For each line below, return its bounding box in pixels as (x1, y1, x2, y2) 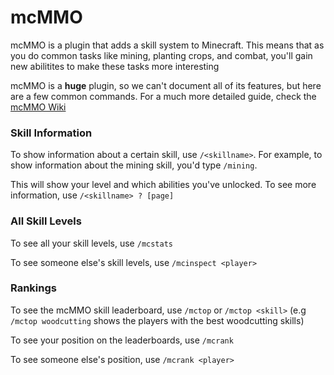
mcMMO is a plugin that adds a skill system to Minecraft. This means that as (10, 39, 325, 51)
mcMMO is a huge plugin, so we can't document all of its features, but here (10, 79, 322, 91)
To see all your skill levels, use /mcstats (10, 237, 174, 249)
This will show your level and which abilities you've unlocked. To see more (10, 179, 317, 191)
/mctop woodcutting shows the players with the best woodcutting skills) (10, 314, 305, 326)
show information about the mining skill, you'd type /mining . (10, 159, 258, 171)
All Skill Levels (10, 214, 82, 228)
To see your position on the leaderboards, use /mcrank (10, 334, 234, 346)
